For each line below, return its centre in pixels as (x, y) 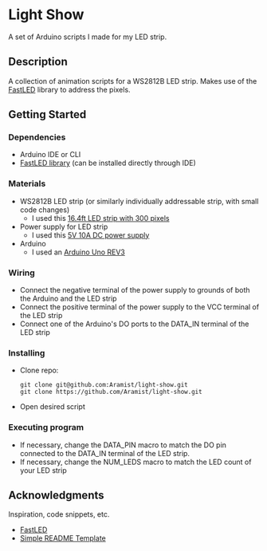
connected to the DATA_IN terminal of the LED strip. (104, 453)
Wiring (22, 273)
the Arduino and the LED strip (68, 299)
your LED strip (43, 470)
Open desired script (53, 407)
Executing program (46, 427)
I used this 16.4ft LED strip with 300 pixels (100, 218)
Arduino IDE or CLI (50, 155)
